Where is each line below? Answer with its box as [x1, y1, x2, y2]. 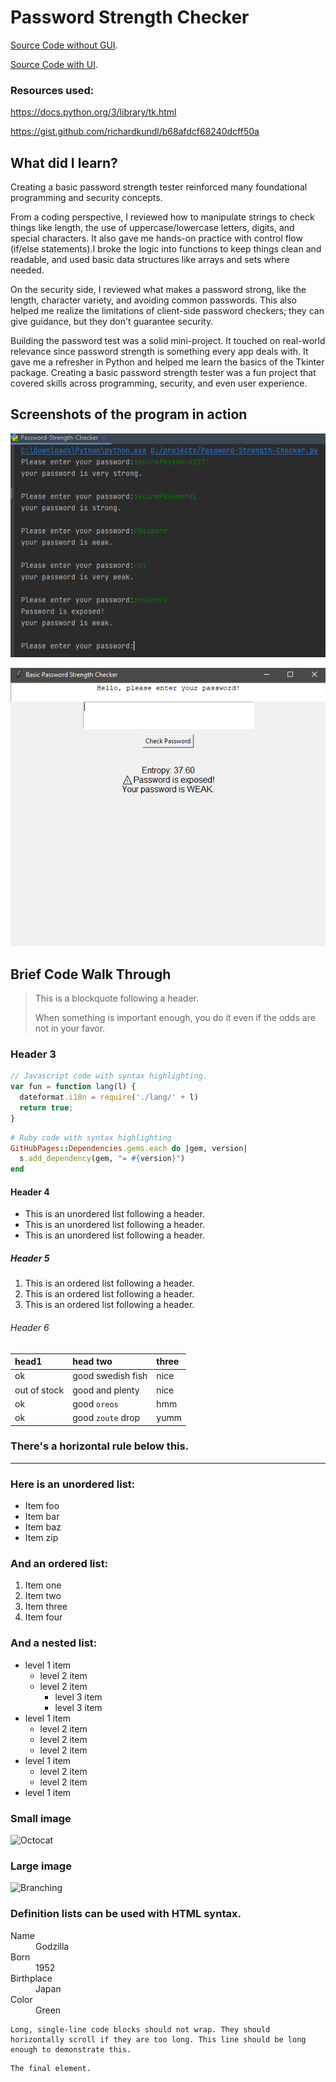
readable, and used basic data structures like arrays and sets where [10, 254, 290, 266]
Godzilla [35, 1940, 70, 1952]
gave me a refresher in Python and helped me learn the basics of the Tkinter [10, 356, 325, 368]
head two [72, 1356, 113, 1368]
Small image [10, 1811, 72, 1825]
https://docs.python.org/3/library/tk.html [10, 106, 177, 118]
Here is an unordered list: [10, 1477, 136, 1491]
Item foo [24, 1500, 60, 1512]
